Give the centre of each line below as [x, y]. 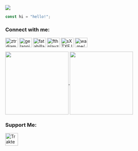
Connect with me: [28, 29]
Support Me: [21, 125]
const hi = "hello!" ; [28, 17]
